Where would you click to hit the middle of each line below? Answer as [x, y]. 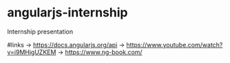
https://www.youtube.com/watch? [175, 45]
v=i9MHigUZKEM [32, 52]
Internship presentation [40, 32]
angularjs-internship [67, 13]
